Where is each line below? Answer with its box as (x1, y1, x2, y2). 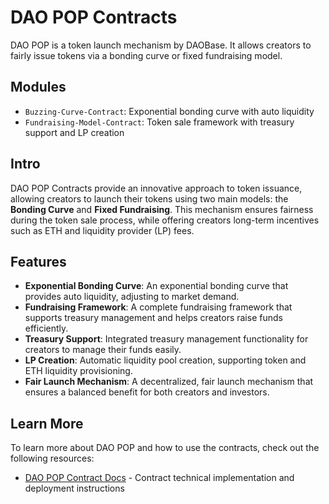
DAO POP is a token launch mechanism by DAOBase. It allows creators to (10, 39, 312, 51)
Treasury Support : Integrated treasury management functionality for (24, 333, 309, 345)
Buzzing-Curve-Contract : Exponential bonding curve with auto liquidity (24, 105, 315, 117)
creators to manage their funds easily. (24, 344, 182, 356)
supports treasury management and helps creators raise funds (24, 312, 283, 324)
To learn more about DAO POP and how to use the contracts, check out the (10, 442, 320, 454)
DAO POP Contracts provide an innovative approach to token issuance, (10, 182, 303, 194)
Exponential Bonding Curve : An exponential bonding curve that (24, 280, 289, 292)
